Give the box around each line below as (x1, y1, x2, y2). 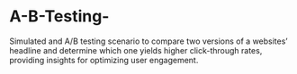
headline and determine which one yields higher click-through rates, (9, 45, 263, 55)
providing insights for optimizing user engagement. (9, 54, 199, 65)
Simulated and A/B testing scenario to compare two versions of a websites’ (9, 36, 288, 46)
